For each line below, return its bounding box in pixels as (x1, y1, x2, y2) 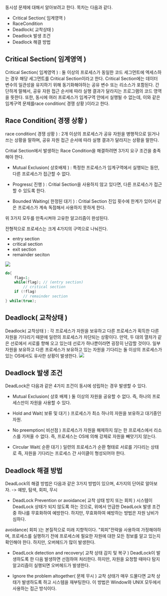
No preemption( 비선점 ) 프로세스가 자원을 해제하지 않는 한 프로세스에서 (12, 427, 153, 433)
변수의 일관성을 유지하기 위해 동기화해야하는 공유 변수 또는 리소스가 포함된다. (5, 81, 155, 87)
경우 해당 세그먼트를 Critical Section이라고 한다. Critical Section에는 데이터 (10, 75, 158, 81)
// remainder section (23, 294, 68, 299)
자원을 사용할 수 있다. (29, 400, 71, 406)
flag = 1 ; (14, 275, 30, 280)
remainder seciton (12, 251, 50, 257)
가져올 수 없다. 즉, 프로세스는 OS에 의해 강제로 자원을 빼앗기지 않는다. (21, 434, 157, 440)
